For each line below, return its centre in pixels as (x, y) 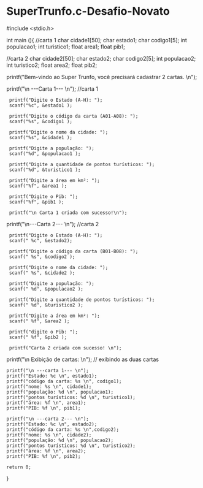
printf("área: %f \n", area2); (46, 451)
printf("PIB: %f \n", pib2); (44, 456)
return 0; (19, 467)
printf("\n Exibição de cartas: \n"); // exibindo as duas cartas (83, 359)
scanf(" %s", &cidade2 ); (42, 273)
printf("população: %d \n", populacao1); (60, 392)
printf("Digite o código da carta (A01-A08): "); (74, 116)
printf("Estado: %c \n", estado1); (52, 376)
